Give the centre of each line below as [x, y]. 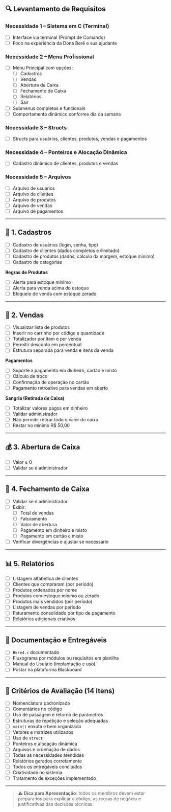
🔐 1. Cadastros [28, 232]
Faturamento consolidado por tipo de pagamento [64, 613]
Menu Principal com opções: [42, 68]
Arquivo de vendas [32, 205]
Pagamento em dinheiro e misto [54, 530]
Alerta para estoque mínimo [42, 282]
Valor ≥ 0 [22, 462]
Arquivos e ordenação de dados [46, 749]
